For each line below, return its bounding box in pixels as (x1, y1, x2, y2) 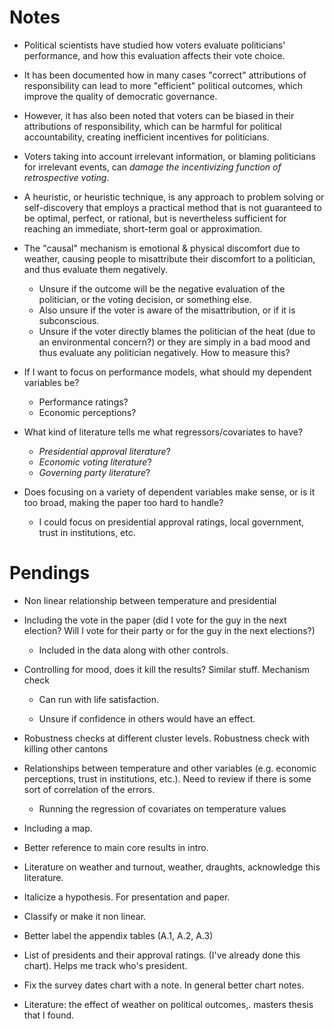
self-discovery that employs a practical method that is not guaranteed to (23, 201, 322, 213)
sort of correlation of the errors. (23, 783, 156, 795)
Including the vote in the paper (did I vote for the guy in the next (23, 614, 287, 626)
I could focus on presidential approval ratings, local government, (38, 516, 305, 528)
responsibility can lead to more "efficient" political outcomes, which (23, 79, 303, 91)
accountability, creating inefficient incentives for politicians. (23, 131, 270, 143)
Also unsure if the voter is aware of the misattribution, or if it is (38, 304, 296, 316)
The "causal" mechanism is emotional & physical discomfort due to (23, 242, 301, 254)
